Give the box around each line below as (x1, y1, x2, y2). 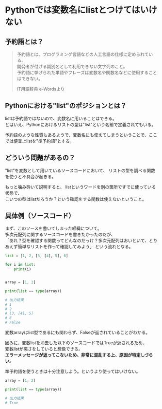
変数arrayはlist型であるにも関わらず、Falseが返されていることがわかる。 (5, 330, 150, 335)
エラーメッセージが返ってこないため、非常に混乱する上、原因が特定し (5, 352, 145, 358)
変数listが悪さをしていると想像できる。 (5, 346, 83, 352)
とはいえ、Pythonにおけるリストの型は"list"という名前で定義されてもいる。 (5, 121, 156, 127)
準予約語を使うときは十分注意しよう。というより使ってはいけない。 (5, 369, 141, 374)
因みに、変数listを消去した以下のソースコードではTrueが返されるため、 (5, 340, 147, 346)
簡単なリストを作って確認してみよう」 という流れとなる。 (17, 244, 133, 250)
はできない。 (16, 76, 43, 81)
